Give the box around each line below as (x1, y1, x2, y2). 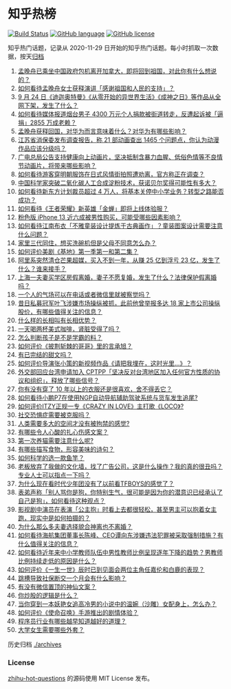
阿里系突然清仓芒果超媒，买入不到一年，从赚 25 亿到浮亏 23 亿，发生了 (17, 256, 221, 264)
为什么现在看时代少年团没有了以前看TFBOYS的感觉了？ (17, 479, 175, 488)
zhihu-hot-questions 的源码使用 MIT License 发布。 (8, 675, 154, 683)
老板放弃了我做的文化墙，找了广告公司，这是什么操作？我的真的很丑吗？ (17, 462, 223, 470)
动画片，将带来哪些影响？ (23, 161, 97, 169)
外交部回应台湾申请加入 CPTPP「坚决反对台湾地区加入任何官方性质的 (17, 367, 214, 375)
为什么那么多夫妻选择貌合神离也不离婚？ (17, 522, 133, 530)
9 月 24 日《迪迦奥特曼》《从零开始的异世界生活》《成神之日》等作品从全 (17, 92, 221, 100)
